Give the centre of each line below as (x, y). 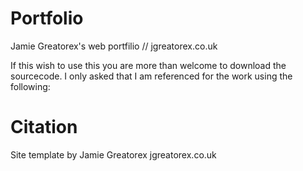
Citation (44, 127)
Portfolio (47, 18)
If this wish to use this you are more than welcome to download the (148, 65)
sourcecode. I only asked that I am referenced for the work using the (151, 76)
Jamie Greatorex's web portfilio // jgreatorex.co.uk (114, 46)
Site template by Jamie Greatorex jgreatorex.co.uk (113, 154)
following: (30, 86)
